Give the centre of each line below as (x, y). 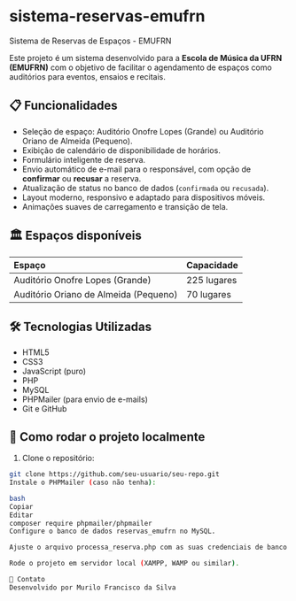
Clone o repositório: (58, 458)
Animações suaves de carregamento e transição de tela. (125, 206)
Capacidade (212, 265)
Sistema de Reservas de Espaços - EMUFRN (90, 41)
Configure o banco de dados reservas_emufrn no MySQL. (113, 532)
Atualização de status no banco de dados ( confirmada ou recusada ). (145, 188)
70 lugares (209, 294)
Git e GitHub (44, 409)
